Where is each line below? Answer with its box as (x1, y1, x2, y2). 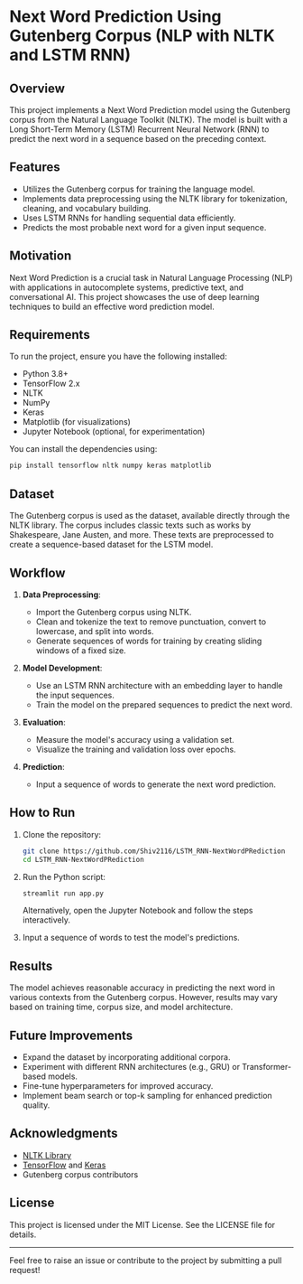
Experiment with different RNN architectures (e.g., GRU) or (22, 1062, 241, 1072)
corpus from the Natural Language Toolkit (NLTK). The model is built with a (9, 115, 289, 125)
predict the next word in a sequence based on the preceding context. (9, 134, 267, 144)
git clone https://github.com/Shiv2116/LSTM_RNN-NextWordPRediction (22, 847, 286, 856)
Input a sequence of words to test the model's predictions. (22, 933, 241, 943)
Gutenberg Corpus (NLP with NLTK (9, 25, 275, 46)
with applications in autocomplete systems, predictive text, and (9, 282, 244, 293)
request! (9, 1264, 41, 1275)
